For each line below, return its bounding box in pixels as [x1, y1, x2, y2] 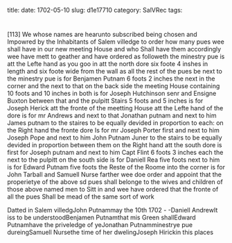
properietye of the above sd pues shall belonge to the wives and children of [7, 178, 223, 186]
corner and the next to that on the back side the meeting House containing [7, 82, 220, 90]
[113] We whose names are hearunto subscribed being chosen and [7, 31, 197, 39]
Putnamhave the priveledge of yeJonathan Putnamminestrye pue [7, 221, 193, 229]
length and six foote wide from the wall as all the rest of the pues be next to [7, 67, 223, 76]
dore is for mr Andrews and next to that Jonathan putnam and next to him [7, 111, 217, 120]
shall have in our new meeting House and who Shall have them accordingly [7, 45, 222, 53]
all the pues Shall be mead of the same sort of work [7, 192, 154, 201]
